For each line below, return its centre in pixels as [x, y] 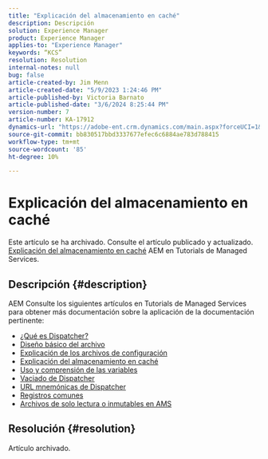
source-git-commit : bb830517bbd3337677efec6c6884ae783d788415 [114, 134]
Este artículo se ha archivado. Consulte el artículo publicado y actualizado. [131, 242]
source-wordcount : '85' [48, 149]
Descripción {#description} [78, 284]
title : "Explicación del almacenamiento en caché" [94, 16]
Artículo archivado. [39, 448]
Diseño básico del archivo [62, 344]
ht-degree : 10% [33, 156]
